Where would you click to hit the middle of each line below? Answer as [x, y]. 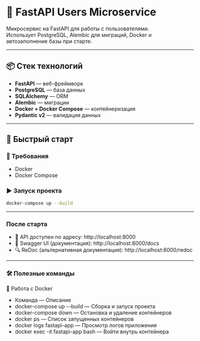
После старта [27, 224]
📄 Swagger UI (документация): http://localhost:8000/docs [87, 243]
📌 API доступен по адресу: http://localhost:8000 [75, 236]
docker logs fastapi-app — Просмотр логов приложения [86, 326]
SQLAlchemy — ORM [41, 96]
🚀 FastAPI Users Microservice [81, 12]
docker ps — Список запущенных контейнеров [74, 319]
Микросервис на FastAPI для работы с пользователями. [78, 29]
